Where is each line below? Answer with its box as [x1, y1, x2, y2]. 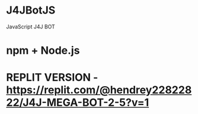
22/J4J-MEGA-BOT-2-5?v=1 [6, 96, 149, 109]
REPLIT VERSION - [6, 71, 98, 84]
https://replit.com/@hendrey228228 [6, 83, 192, 97]
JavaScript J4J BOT [6, 23, 55, 30]
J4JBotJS [6, 4, 56, 17]
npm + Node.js [6, 44, 80, 57]
